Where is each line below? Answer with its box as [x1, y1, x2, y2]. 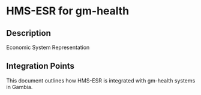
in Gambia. [6, 83, 33, 90]
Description [6, 28, 51, 38]
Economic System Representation [6, 44, 90, 51]
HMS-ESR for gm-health [6, 4, 130, 18]
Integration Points [6, 61, 75, 71]
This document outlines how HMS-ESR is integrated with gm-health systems [6, 76, 196, 84]
